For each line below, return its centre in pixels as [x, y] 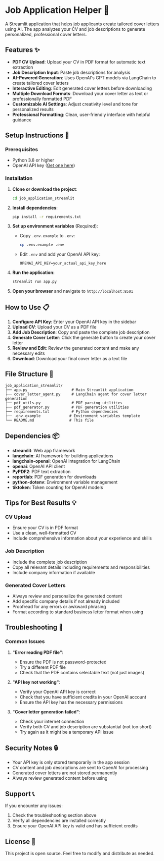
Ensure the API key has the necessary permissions [71, 702]
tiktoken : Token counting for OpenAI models [58, 487]
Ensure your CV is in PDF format [45, 528]
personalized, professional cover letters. [46, 34]
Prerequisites [21, 150]
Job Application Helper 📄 [57, 10]
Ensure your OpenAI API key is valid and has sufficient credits [75, 826]
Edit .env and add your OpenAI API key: [60, 254]
